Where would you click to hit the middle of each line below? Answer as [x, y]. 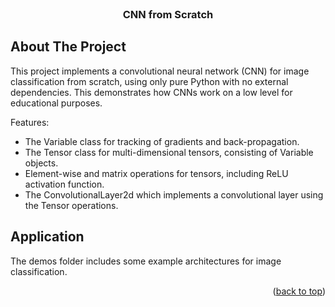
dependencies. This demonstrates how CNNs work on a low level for [151, 92]
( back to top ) [299, 291]
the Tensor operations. [71, 205]
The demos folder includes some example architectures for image [146, 261]
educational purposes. [56, 103]
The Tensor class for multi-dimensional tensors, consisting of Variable [169, 152]
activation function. [64, 184]
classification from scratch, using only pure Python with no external [149, 81]
